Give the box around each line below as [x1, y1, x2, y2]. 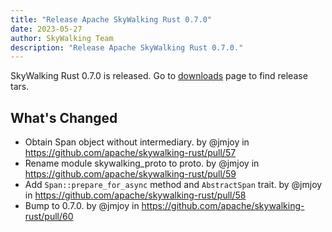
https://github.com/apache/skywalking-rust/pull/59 [24, 168, 237, 180]
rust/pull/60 [24, 211, 74, 223]
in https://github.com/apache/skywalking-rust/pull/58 [24, 189, 247, 201]
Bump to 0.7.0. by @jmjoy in [24, 200, 140, 212]
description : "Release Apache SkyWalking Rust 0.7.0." [10, 42, 244, 53]
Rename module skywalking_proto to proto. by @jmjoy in [24, 157, 260, 170]
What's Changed [10, 109, 118, 126]
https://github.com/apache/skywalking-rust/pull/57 [24, 147, 237, 159]
